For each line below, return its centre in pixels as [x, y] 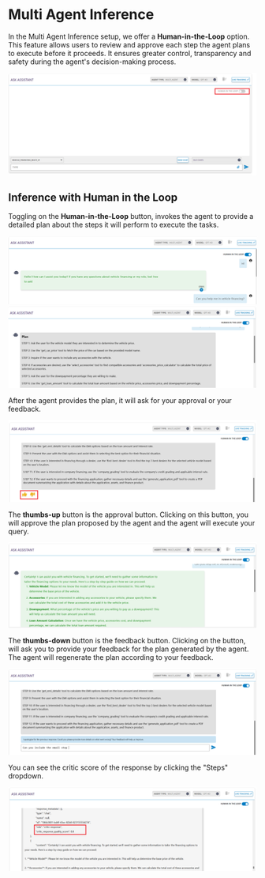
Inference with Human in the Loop [93, 198]
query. [19, 531]
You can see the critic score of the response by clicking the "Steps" [118, 767]
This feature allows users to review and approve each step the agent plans [129, 44]
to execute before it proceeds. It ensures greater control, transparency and [130, 53]
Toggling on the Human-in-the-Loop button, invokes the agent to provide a [131, 217]
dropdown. [26, 776]
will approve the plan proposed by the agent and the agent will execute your [132, 522]
